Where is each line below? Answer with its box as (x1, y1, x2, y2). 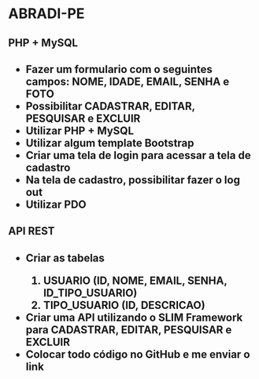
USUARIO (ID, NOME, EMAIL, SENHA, (43, 274, 228, 287)
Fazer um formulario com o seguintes (25, 62, 213, 75)
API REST (8, 225, 55, 238)
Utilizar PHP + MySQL (25, 123, 135, 138)
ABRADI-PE (8, 5, 85, 23)
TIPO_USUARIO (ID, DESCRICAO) (43, 298, 206, 311)
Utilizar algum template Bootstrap (25, 136, 194, 149)
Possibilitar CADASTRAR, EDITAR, (25, 99, 195, 112)
